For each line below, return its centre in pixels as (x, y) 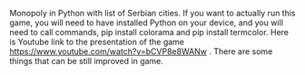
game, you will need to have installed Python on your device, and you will (147, 23)
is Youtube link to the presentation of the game (97, 42)
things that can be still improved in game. (86, 61)
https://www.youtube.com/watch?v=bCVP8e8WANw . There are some (141, 52)
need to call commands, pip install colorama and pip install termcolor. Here (149, 32)
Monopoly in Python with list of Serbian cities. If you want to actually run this (153, 13)
